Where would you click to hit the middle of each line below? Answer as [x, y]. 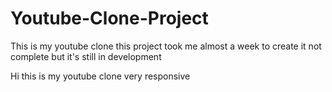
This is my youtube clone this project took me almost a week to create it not [166, 46]
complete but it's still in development [86, 56]
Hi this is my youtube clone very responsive [100, 76]
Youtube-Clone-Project [109, 18]
